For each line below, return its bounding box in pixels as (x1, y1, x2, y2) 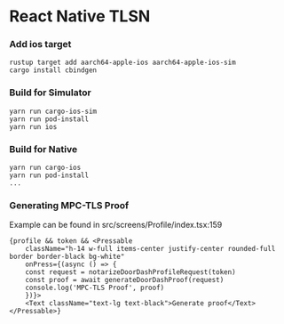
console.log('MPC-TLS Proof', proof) (25, 283, 165, 293)
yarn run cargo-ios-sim (9, 107, 98, 116)
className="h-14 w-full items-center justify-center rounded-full (25, 245, 276, 254)
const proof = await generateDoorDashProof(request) (25, 276, 225, 285)
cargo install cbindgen (9, 66, 98, 75)
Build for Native (9, 142, 78, 155)
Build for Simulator (9, 86, 91, 99)
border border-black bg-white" (9, 252, 125, 262)
